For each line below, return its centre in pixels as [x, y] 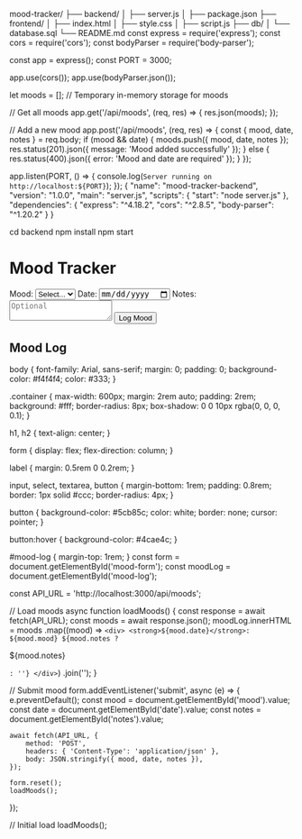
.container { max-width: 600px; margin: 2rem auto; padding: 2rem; [133, 397]
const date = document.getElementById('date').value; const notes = [135, 710]
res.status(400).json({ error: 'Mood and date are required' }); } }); [131, 159]
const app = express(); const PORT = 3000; [91, 60]
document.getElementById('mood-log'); [83, 576]
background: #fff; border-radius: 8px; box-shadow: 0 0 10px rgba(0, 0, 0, [145, 406]
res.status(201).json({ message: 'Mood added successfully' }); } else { [140, 149]
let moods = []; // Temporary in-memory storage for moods [119, 95]
